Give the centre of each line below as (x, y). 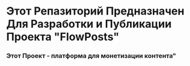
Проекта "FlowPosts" (63, 37)
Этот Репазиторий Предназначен (95, 11)
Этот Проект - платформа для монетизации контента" (91, 56)
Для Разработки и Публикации (89, 24)
